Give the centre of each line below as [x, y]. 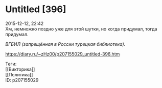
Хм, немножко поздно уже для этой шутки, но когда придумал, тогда [81, 28]
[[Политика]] [19, 74]
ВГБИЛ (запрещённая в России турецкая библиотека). [65, 44]
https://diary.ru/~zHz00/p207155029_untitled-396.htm [63, 54]
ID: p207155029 [22, 80]
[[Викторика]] [20, 69]
